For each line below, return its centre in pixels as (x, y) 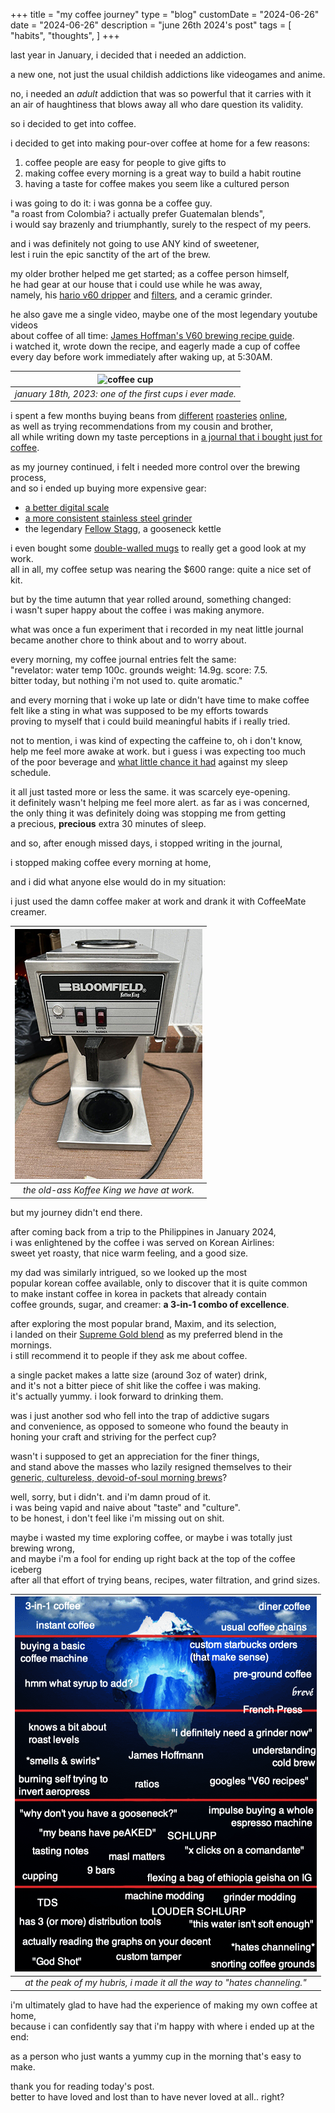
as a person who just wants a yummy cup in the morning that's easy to (156, 2056)
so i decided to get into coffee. (73, 123)
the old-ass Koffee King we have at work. (108, 1190)
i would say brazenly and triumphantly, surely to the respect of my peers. (161, 224)
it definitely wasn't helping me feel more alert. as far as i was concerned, (160, 803)
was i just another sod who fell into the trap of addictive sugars (140, 1415)
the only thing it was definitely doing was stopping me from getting (148, 813)
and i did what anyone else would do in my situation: (118, 882)
